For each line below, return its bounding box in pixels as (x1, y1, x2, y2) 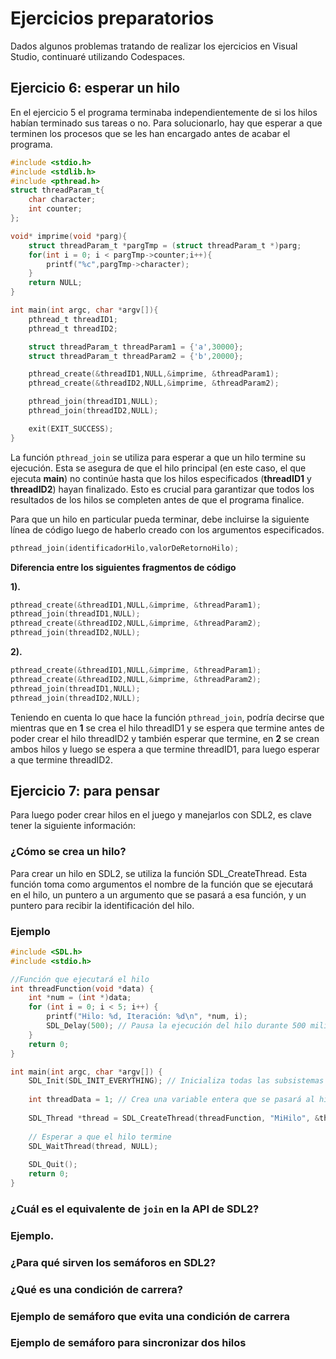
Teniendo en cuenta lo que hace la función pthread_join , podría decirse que (10, 711, 325, 723)
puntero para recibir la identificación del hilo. (10, 899, 195, 911)
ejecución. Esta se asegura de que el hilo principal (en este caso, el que (10, 462, 307, 474)
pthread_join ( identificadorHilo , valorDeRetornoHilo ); (10, 543, 240, 553)
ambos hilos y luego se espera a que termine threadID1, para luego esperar (10, 743, 320, 755)
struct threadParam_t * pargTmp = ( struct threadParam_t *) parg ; (28, 240, 302, 251)
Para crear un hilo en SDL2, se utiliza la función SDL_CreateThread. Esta (10, 867, 308, 879)
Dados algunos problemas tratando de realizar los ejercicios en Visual (10, 40, 298, 52)
